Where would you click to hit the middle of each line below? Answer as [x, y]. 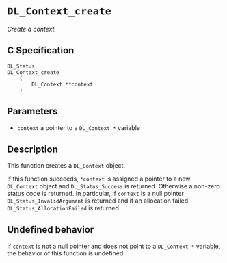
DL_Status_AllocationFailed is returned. [64, 208]
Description [32, 149]
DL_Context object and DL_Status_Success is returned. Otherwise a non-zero [113, 186]
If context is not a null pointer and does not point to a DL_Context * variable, [114, 246]
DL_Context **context [63, 84]
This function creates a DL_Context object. [66, 166]
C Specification [41, 50]
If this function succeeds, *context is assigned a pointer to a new [99, 179]
